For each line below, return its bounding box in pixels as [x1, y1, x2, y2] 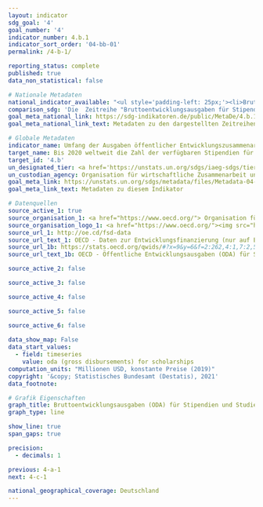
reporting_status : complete [8, 62, 100, 71]
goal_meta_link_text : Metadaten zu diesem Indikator [8, 185, 184, 193]
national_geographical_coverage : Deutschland [8, 487, 159, 495]
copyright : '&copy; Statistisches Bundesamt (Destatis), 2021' [8, 372, 219, 381]
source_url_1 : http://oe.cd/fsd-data [8, 228, 131, 236]
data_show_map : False [8, 336, 79, 344]
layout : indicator [8, 11, 68, 20]
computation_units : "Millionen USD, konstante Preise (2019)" [8, 365, 215, 373]
